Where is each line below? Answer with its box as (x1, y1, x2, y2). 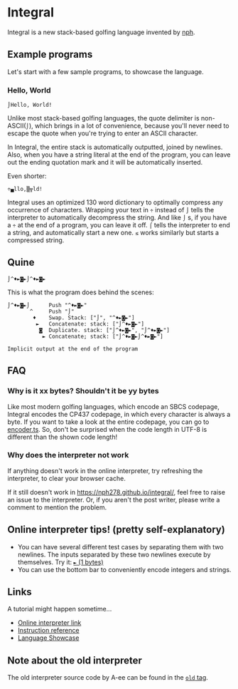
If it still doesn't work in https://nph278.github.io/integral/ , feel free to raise (7, 487, 226, 496)
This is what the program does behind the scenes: (7, 288, 154, 296)
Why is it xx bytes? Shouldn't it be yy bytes (7, 386, 159, 396)
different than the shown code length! (7, 432, 118, 441)
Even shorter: (7, 172, 47, 180)
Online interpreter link (17, 618, 82, 627)
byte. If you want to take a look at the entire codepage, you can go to (7, 418, 210, 426)
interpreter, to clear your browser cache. (7, 474, 126, 482)
